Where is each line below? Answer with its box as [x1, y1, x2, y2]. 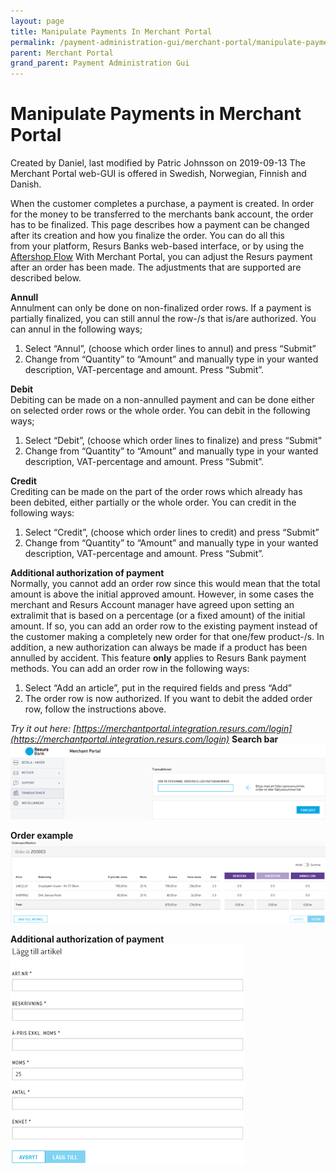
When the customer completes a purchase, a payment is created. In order [10, 198, 315, 210]
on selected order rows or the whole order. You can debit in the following [10, 405, 311, 417]
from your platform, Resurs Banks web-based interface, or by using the [10, 240, 305, 252]
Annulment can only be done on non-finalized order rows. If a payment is [10, 302, 312, 314]
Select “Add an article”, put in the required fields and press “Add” [24, 682, 292, 694]
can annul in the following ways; [10, 323, 143, 335]
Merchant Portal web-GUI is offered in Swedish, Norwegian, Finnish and [10, 168, 307, 180]
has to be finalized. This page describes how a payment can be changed [10, 219, 310, 231]
